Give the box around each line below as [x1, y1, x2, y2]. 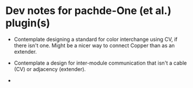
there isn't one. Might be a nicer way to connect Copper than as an [13, 42, 176, 49]
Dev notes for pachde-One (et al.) [5, 4, 171, 17]
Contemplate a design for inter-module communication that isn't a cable [13, 59, 187, 66]
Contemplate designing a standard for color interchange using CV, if [13, 36, 178, 43]
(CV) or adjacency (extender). [13, 65, 86, 72]
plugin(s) [5, 16, 51, 30]
